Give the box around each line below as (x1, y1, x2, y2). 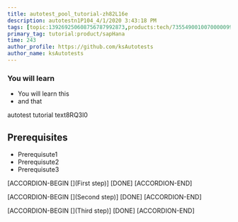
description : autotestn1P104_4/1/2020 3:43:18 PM (7, 17, 157, 24)
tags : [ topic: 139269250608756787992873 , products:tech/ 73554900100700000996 (7, 23, 236, 30)
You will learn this (17, 89, 69, 98)
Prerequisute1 (17, 150, 58, 158)
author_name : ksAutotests (7, 50, 84, 57)
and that (17, 97, 42, 106)
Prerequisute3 (17, 165, 59, 174)
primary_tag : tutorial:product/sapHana (7, 30, 125, 38)
